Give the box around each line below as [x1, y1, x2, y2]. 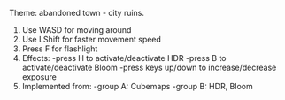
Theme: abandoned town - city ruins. [9, 8, 144, 18]
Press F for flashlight [21, 43, 98, 54]
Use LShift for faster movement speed [21, 35, 162, 44]
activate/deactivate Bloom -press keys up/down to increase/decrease [21, 62, 277, 73]
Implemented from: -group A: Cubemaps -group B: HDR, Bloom [21, 81, 254, 91]
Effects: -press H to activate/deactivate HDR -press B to [21, 53, 227, 63]
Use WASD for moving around [21, 25, 132, 35]
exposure [21, 72, 58, 82]
